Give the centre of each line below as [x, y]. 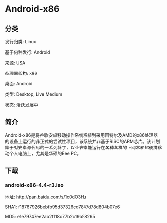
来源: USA [15, 63]
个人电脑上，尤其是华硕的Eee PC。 [45, 153]
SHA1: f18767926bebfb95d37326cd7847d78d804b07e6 [63, 207]
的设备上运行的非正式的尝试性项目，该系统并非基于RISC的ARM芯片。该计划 [83, 141]
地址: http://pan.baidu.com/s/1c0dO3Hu [46, 197]
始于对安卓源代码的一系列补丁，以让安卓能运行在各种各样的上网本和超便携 [81, 147]
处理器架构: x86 [21, 73]
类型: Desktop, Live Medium [34, 94]
